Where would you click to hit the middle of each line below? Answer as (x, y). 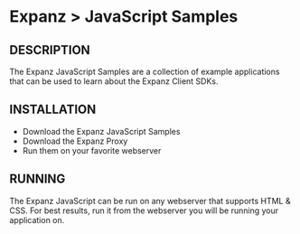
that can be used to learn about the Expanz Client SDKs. (114, 81)
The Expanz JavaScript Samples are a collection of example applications (145, 71)
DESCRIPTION (50, 50)
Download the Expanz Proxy (75, 141)
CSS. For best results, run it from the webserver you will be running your (144, 211)
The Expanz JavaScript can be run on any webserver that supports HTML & (150, 201)
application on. (37, 220)
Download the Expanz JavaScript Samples (101, 131)
